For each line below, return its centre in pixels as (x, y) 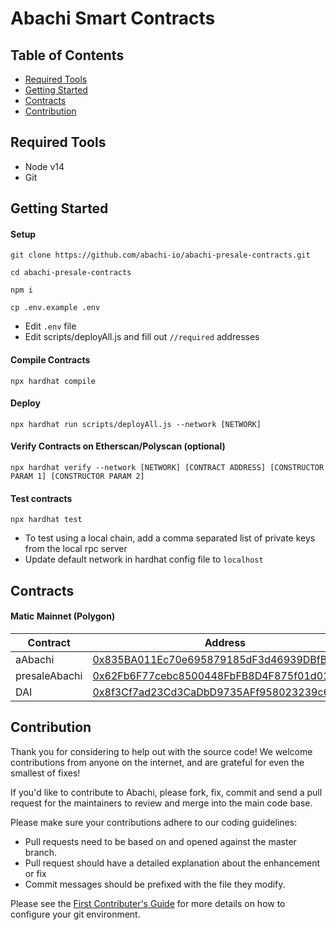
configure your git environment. (75, 914)
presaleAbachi (49, 675)
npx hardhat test (46, 520)
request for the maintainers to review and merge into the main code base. (161, 803)
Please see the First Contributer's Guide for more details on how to (148, 903)
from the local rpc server (76, 549)
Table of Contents (67, 55)
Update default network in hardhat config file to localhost (144, 559)
